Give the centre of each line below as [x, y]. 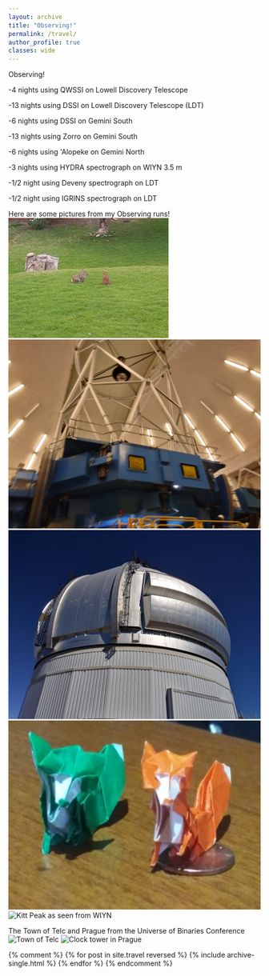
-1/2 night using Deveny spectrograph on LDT [84, 183]
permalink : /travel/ [43, 34]
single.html [26, 963]
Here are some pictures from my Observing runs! [89, 214]
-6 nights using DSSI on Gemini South [70, 121]
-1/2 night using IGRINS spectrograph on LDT [83, 198]
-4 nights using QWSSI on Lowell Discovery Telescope [98, 90]
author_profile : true [44, 42]
